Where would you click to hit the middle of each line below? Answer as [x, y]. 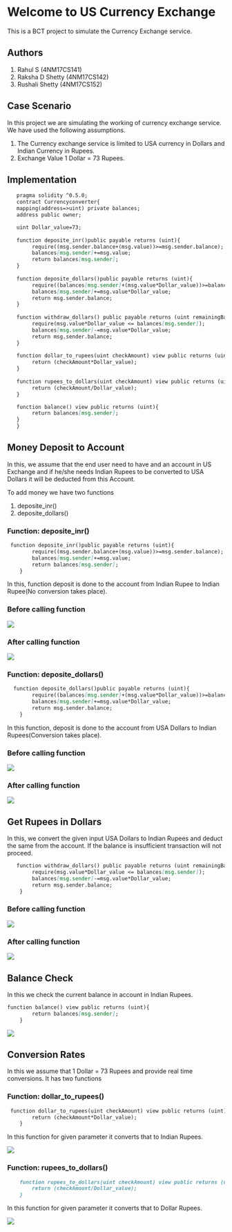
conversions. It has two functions [55, 1079]
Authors [25, 53]
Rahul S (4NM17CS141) [49, 69]
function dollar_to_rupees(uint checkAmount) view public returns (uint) [118, 1111]
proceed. [20, 853]
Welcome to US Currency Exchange [112, 12]
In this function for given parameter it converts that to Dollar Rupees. [105, 1208]
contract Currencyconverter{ [58, 202]
